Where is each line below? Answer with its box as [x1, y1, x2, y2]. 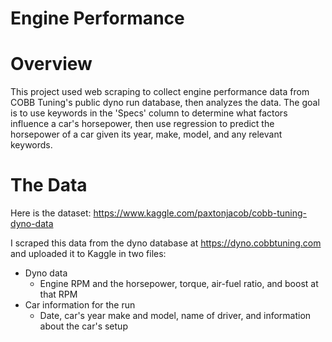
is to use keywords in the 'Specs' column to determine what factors [10, 107, 288, 119]
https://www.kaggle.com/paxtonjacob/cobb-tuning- [93, 207, 307, 219]
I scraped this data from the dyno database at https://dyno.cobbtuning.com [10, 237, 322, 249]
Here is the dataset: [10, 207, 92, 219]
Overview [10, 53, 93, 76]
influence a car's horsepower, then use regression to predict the [10, 118, 275, 130]
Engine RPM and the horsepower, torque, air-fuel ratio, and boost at [39, 278, 319, 290]
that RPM [39, 288, 78, 301]
